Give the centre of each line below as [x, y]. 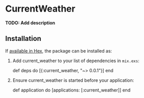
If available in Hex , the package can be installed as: [59, 51]
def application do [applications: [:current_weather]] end [71, 90]
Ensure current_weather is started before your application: [73, 80]
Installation [23, 39]
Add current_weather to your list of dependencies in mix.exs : [76, 61]
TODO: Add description [30, 23]
